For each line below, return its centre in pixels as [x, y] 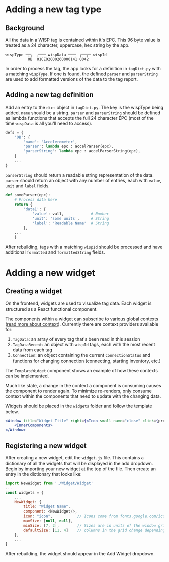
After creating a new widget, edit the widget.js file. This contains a [75, 458]
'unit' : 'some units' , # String [70, 219]
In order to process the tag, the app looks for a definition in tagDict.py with [83, 68]
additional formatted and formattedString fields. [55, 252]
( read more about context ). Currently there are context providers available [82, 324]
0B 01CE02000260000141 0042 [58, 59]
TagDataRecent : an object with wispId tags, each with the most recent [84, 344]
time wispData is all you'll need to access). [49, 123]
